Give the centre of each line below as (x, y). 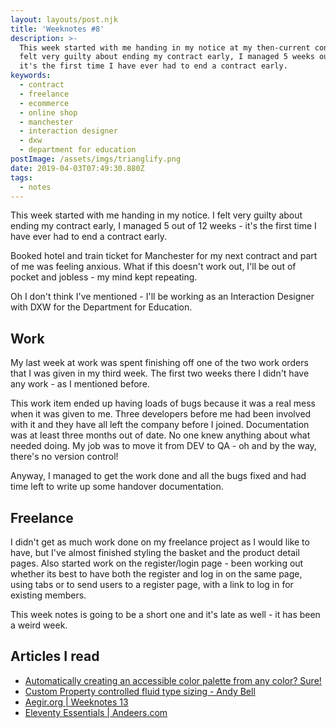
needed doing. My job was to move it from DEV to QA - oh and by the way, (163, 446)
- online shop (48, 112)
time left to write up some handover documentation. (117, 487)
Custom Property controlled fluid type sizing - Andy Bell (140, 691)
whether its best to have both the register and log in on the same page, (156, 574)
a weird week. (39, 625)
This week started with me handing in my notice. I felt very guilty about (156, 215)
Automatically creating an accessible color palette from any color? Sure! (173, 680)
